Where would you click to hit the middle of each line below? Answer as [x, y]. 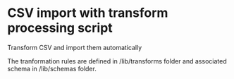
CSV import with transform [88, 13]
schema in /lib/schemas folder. [52, 68]
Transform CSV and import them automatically [75, 47]
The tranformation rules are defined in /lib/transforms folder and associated [117, 61]
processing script [60, 28]
